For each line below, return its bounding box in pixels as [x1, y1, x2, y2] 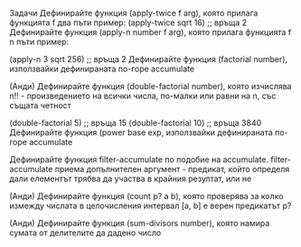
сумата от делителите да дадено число [9, 227, 162, 238]
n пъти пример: [9, 36, 70, 47]
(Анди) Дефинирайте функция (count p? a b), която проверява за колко [9, 191, 284, 201]
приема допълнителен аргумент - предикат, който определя [54, 164, 290, 174]
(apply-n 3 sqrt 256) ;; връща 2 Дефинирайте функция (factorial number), [9, 54, 287, 64]
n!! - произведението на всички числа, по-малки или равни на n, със [9, 90, 277, 101]
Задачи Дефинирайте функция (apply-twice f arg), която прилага [9, 8, 259, 18]
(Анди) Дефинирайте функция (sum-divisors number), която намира [9, 218, 270, 228]
